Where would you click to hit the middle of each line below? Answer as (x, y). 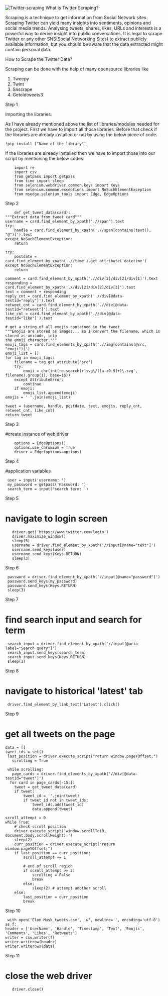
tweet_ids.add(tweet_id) (58, 805)
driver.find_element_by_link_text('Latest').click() (64, 704)
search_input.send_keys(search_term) (47, 653)
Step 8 (12, 670)
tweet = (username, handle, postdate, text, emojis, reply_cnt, (74, 406)
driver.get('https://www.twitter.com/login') (60, 532)
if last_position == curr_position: (53, 853)
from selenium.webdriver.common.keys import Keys (67, 185)
